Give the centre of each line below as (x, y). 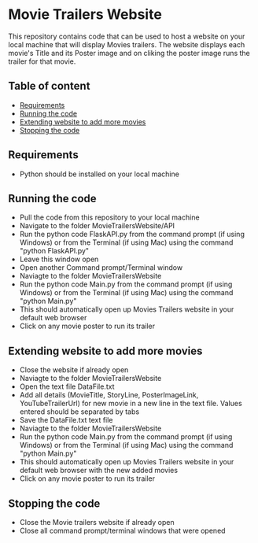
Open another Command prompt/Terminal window (101, 268)
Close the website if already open (74, 370)
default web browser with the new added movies (99, 471)
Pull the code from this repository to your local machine (109, 217)
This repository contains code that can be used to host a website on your (127, 36)
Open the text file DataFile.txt (67, 386)
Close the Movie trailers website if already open (97, 522)
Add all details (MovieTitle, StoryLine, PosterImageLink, (109, 395)
